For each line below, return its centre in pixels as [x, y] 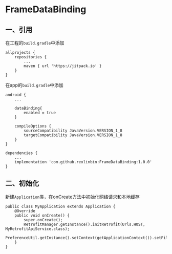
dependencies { [21, 153]
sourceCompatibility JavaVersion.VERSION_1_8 [73, 131]
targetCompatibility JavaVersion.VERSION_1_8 [73, 135]
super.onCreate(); [43, 220]
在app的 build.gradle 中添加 [34, 85]
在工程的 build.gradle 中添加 [35, 43]
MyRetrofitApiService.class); [38, 229]
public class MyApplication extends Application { [60, 206]
